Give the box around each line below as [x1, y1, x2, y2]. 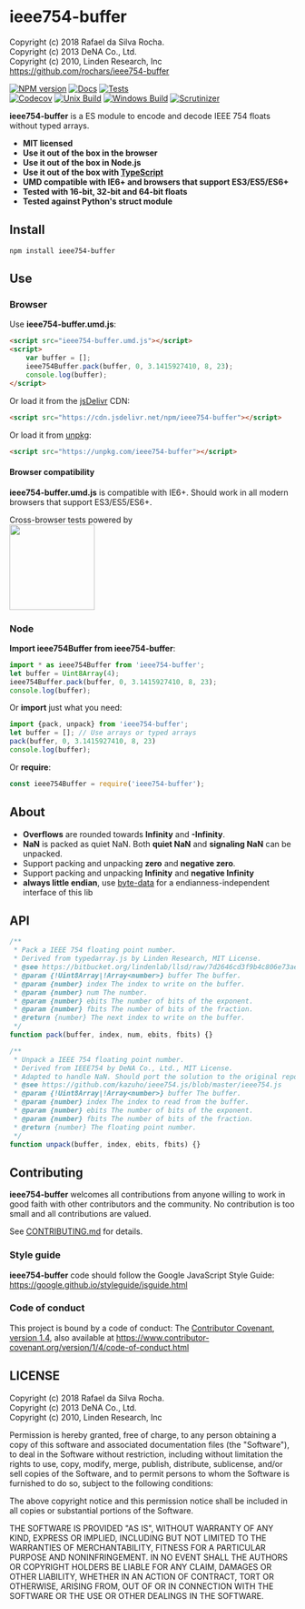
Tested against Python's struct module [22, 196, 173, 207]
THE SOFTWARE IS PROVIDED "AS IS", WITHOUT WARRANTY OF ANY [9, 1523, 274, 1533]
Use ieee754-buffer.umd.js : [9, 319, 116, 329]
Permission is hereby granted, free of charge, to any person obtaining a [9, 1429, 277, 1440]
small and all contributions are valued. [9, 1209, 152, 1219]
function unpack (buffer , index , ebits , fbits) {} [9, 1139, 202, 1149]
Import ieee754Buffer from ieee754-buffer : [9, 643, 176, 653]
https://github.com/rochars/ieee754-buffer [9, 66, 170, 76]
